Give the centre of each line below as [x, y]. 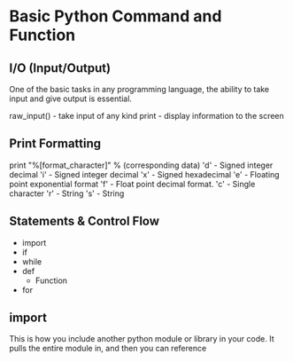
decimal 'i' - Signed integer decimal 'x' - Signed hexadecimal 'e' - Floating [145, 174]
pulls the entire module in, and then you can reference [108, 349]
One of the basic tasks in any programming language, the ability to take [139, 89]
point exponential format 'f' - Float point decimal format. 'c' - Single [132, 184]
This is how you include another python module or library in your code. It [142, 339]
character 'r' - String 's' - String [67, 193]
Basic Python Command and [116, 16]
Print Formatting [55, 144]
